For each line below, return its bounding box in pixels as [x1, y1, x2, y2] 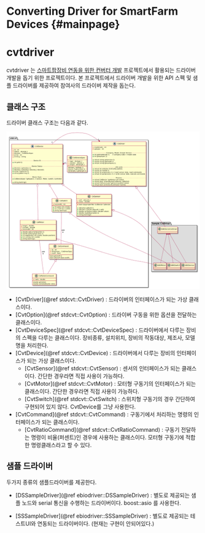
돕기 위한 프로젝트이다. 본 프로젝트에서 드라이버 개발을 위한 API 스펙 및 [22, 74, 191, 82]
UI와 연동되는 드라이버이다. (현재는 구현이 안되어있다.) [25, 520, 155, 527]
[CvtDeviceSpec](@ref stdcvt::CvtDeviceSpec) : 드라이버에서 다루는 [15, 326, 185, 334]
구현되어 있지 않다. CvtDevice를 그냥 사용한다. [24, 403, 136, 410]
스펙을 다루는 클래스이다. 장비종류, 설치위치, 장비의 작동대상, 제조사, [21, 334, 184, 341]
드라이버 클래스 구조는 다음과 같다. [6, 118, 88, 126]
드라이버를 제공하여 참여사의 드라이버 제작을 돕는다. [12, 82, 136, 90]
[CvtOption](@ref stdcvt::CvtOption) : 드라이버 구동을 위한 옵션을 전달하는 [15, 311, 198, 318]
